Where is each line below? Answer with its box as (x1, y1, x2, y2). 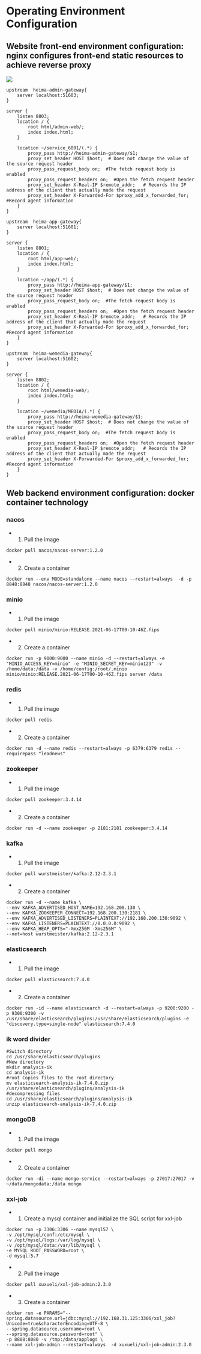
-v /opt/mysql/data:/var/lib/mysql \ (6, 1243, 101, 1249)
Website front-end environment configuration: (6, 41, 184, 51)
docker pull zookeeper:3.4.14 (6, 796, 82, 802)
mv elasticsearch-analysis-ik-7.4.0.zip (6, 1080, 109, 1087)
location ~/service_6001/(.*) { (17, 145, 98, 151)
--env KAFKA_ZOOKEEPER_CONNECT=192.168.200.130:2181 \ (6, 909, 146, 916)
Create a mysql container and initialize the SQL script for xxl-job (23, 1215, 182, 1222)
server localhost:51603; (17, 92, 79, 98)
